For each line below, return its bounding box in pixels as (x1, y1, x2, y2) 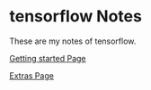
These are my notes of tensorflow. (9, 36, 137, 46)
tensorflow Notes (9, 6, 142, 27)
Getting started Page (9, 53, 87, 63)
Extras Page (9, 70, 54, 81)
